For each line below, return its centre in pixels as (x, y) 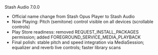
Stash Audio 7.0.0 (22, 7)
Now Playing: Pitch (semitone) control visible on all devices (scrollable (82, 22)
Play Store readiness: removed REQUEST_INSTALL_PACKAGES (75, 32)
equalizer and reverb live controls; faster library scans (66, 47)
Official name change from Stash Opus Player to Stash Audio (73, 16)
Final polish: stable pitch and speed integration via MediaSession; (78, 42)
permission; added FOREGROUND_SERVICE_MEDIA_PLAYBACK (76, 37)
